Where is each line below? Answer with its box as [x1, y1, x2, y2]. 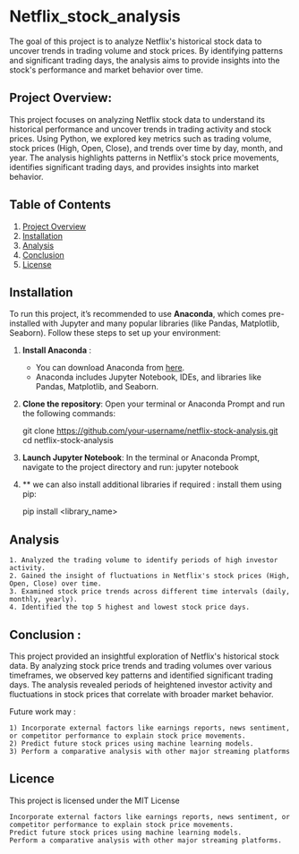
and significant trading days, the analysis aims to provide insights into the [9, 55, 280, 65]
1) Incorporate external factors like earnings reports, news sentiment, [9, 723, 291, 732]
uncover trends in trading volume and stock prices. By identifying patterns [9, 45, 284, 56]
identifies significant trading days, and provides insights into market [9, 161, 260, 172]
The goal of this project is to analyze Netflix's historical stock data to [9, 36, 262, 47]
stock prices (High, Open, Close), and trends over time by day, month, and [9, 142, 284, 153]
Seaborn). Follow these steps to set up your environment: [9, 328, 221, 338]
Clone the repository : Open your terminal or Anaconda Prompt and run [21, 398, 286, 409]
